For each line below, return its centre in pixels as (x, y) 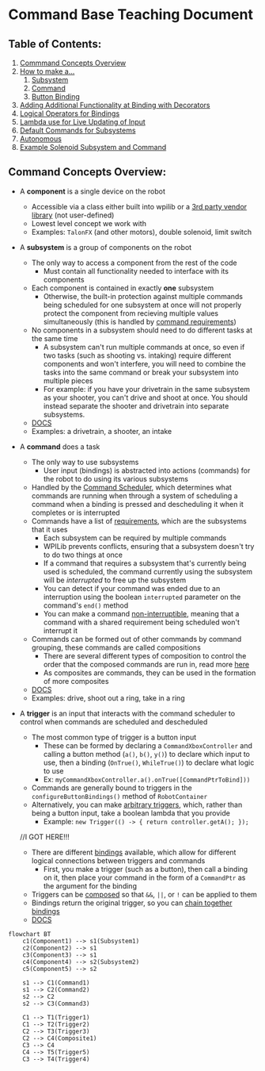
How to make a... (47, 71)
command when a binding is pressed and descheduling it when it (137, 504)
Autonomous (40, 139)
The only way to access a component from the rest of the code (134, 263)
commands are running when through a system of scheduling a (135, 495)
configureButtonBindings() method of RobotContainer (119, 796)
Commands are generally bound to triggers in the (112, 788)
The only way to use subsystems (85, 462)
